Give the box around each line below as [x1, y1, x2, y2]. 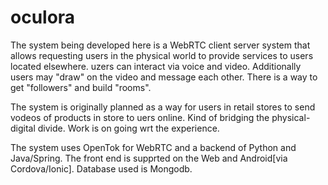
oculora [10, 6, 76, 29]
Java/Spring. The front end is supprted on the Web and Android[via [10, 152, 288, 164]
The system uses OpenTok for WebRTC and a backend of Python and [10, 141, 297, 153]
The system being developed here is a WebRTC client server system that [10, 39, 311, 51]
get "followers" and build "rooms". [10, 81, 152, 93]
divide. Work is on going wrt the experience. [37, 122, 220, 134]
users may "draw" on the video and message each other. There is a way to [10, 71, 318, 83]
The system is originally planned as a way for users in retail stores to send [10, 101, 316, 113]
